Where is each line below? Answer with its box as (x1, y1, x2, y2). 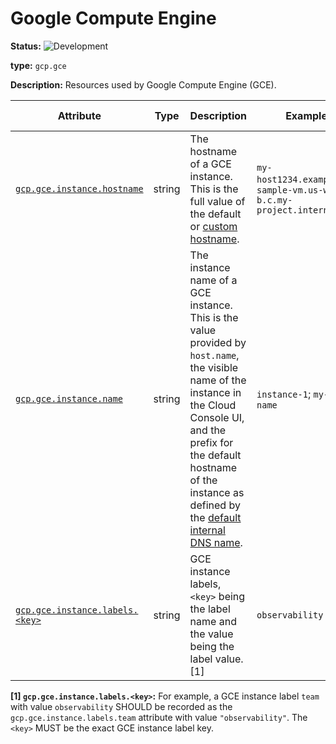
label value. (189, 652, 244, 666)
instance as (189, 485, 245, 499)
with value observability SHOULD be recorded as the (10, 700, 233, 712)
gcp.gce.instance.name (15, 393, 123, 404)
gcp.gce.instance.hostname (15, 183, 144, 194)
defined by (189, 498, 241, 512)
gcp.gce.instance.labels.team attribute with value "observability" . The (10, 711, 308, 723)
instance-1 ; (256, 387, 312, 401)
